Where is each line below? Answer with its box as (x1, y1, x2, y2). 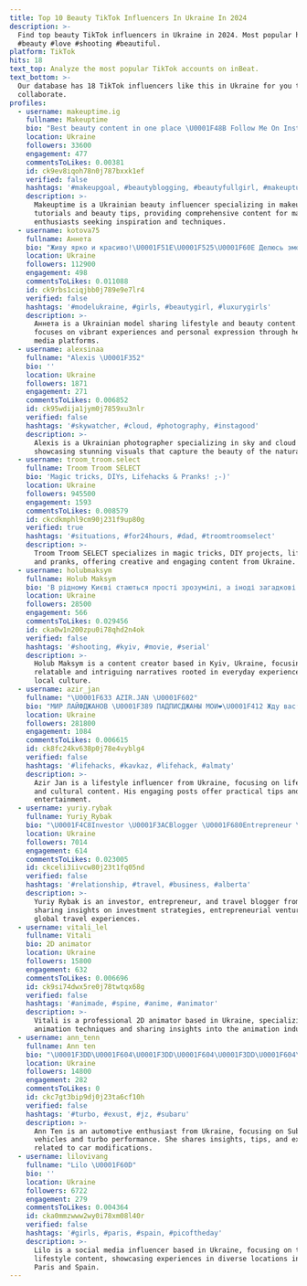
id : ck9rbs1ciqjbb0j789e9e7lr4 (26, 285, 145, 294)
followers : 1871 (26, 378, 89, 388)
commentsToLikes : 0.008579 (26, 506, 129, 515)
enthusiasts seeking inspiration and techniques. (33, 217, 227, 227)
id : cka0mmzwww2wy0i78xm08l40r (26, 1212, 145, 1221)
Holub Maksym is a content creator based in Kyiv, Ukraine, (33, 659, 268, 668)
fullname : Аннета (26, 234, 92, 243)
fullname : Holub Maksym (26, 574, 117, 583)
